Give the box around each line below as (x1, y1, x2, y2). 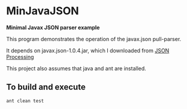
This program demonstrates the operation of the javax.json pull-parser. (6, 35, 182, 42)
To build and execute (6, 82, 86, 92)
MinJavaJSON (6, 4, 79, 18)
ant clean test (6, 98, 44, 104)
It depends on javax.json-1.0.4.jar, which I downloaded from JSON (6, 46, 170, 54)
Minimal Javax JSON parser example (6, 24, 100, 31)
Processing (6, 53, 34, 60)
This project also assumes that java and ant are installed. (6, 64, 147, 72)
